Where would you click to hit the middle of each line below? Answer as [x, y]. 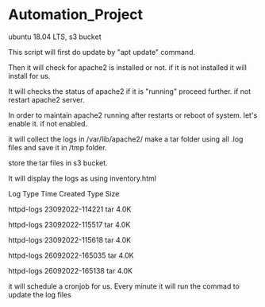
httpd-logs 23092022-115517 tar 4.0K [69, 224]
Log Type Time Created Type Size [64, 193]
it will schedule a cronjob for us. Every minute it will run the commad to [124, 286]
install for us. [29, 76]
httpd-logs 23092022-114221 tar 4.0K [70, 209]
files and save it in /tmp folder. [58, 147]
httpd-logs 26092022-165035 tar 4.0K [71, 255]
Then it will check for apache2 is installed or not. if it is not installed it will [128, 67]
